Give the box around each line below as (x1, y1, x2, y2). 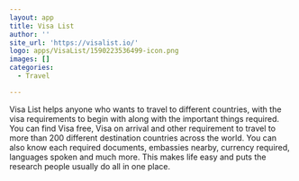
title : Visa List (9, 22, 75, 30)
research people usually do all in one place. (9, 160, 171, 171)
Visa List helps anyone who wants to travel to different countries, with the (9, 104, 282, 115)
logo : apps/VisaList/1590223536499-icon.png (9, 47, 179, 56)
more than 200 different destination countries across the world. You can (9, 132, 277, 143)
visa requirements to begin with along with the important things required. (9, 113, 280, 124)
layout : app (9, 13, 54, 22)
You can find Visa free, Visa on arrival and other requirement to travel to (9, 123, 276, 134)
